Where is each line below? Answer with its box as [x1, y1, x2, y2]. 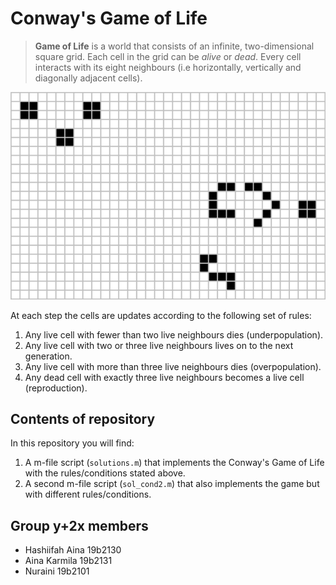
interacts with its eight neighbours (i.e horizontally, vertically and [34, 61, 302, 73]
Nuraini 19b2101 [24, 565, 90, 577]
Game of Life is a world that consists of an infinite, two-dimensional [34, 40, 315, 52]
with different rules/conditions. [24, 488, 152, 501]
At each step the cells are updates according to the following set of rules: [10, 309, 312, 321]
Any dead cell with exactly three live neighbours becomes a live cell [24, 371, 305, 383]
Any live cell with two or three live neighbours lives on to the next [24, 339, 294, 351]
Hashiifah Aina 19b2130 [24, 544, 122, 556]
